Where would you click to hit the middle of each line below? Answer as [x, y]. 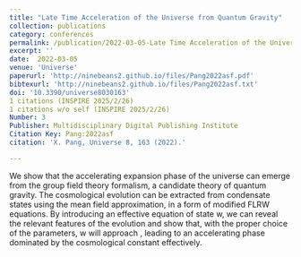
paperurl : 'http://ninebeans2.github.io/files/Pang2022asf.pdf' [132, 76]
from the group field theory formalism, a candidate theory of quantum [138, 185]
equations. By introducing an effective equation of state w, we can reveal [144, 214]
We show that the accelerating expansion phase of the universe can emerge [150, 176]
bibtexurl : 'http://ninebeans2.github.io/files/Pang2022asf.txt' [133, 84]
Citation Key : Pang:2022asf [62, 134]
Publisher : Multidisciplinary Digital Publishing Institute [124, 126]
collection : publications [57, 26]
